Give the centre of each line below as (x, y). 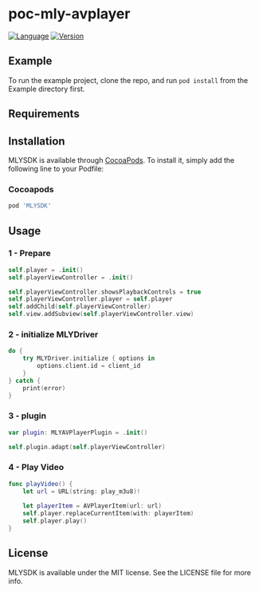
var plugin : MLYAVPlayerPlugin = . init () (78, 432)
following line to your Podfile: (56, 168)
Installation (37, 141)
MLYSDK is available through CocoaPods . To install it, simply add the (122, 160)
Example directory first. (47, 89)
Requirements (44, 114)
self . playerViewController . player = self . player (90, 299)
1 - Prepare (30, 254)
